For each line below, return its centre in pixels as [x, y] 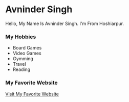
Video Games [27, 53]
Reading [21, 69]
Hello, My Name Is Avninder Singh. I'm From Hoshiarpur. [65, 23]
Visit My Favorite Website [32, 94]
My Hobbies [21, 37]
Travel [19, 64]
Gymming [23, 59]
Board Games [27, 48]
